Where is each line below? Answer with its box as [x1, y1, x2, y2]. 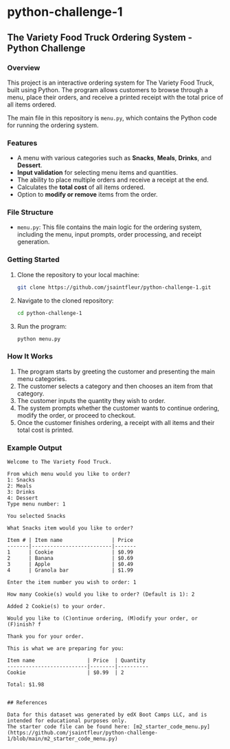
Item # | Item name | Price [7, 536, 134, 543]
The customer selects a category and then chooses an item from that [16, 382, 214, 390]
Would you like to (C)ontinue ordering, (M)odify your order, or [7, 615, 198, 622]
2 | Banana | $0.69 [7, 554, 134, 561]
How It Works [7, 351, 54, 361]
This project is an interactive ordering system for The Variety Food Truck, [7, 78, 214, 87]
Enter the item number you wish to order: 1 [7, 578, 137, 585]
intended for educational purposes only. [7, 717, 128, 724]
